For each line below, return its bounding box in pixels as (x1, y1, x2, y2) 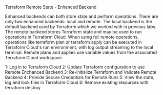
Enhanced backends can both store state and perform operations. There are (5, 14, 159, 19)
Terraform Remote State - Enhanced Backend (5, 4, 97, 10)
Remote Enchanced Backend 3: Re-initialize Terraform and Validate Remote (5, 69, 157, 75)
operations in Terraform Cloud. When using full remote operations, (5, 34, 139, 40)
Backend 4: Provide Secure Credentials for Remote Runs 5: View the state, (5, 75, 155, 80)
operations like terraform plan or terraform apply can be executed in (5, 39, 142, 45)
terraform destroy (5, 85, 41, 90)
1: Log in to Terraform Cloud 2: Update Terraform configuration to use (5, 64, 145, 70)
